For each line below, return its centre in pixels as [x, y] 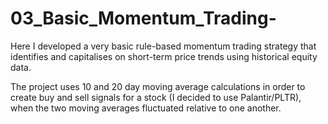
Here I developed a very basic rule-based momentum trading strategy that [163, 46]
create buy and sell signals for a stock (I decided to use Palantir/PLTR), [156, 97]
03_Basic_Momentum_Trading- [143, 18]
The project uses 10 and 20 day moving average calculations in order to [158, 86]
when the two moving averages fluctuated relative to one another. [146, 108]
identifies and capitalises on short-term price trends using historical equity [164, 56]
